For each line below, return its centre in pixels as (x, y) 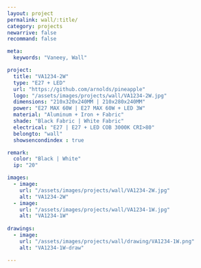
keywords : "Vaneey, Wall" (50, 58)
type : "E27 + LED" (40, 83)
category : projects (35, 26)
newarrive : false (32, 33)
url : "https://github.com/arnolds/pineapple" (80, 89)
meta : (15, 51)
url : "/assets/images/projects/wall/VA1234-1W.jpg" (95, 210)
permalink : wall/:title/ (43, 20)
